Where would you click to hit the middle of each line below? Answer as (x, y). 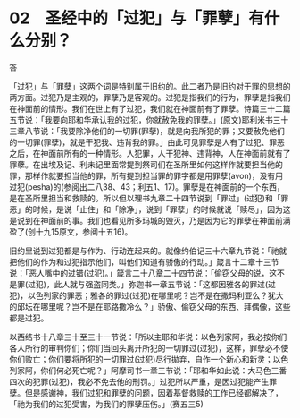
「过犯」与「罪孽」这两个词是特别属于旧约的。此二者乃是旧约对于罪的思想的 (150, 86)
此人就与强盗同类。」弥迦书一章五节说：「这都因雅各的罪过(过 (165, 284)
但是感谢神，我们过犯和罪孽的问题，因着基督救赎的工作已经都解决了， (154, 392)
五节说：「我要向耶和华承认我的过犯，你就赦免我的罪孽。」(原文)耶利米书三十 (149, 119)
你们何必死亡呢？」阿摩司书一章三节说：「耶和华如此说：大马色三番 (163, 370)
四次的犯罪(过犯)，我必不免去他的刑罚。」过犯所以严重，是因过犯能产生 (139, 381)
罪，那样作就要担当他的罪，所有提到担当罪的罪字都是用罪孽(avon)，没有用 (146, 175)
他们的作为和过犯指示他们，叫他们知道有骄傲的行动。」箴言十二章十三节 (148, 261)
